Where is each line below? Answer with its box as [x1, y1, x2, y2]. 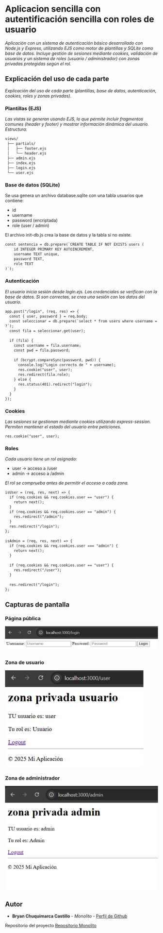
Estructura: [5, 126, 28, 132]
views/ [5, 136, 18, 141]
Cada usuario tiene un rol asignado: [5, 456, 78, 462]
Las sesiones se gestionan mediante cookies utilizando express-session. [5, 419, 151, 424]
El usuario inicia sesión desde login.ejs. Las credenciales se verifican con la [5, 288, 158, 294]
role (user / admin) [12, 222, 49, 229]
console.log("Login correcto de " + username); [17, 362, 116, 367]
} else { [14, 377, 32, 382]
